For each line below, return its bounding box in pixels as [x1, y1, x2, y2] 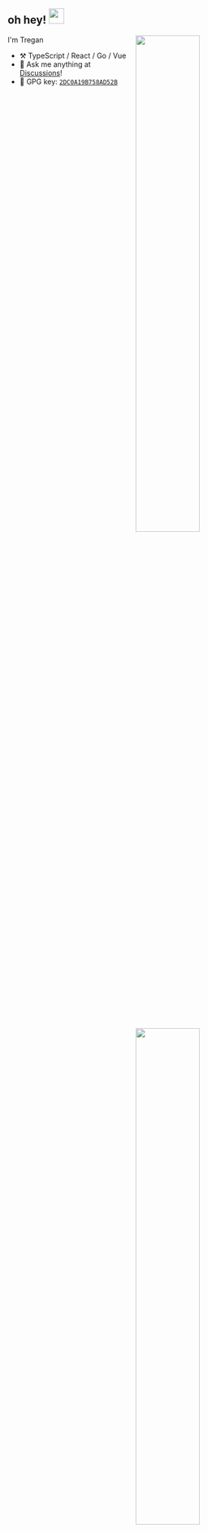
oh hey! [7, 13, 46, 27]
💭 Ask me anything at [19, 59, 91, 69]
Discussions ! [19, 68, 63, 77]
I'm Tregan [7, 34, 44, 45]
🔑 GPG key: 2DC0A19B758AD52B [19, 77, 119, 86]
